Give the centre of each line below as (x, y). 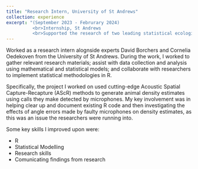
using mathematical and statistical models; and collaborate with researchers (98, 69)
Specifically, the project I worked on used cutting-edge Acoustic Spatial (93, 87)
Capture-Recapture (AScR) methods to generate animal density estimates (95, 93)
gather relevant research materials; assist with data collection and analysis (97, 63)
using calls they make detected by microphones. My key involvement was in (98, 99)
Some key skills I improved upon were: (53, 130)
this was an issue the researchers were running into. (70, 118)
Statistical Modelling (39, 147)
